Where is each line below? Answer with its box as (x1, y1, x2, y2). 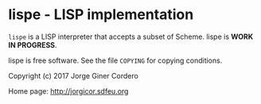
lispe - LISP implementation (8, 6, 194, 24)
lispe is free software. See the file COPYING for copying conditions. (8, 56, 223, 65)
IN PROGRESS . (8, 40, 57, 49)
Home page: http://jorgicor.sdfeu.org (8, 86, 129, 96)
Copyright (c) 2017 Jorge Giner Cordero (8, 71, 139, 80)
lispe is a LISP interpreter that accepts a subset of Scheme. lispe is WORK (8, 32, 253, 41)
